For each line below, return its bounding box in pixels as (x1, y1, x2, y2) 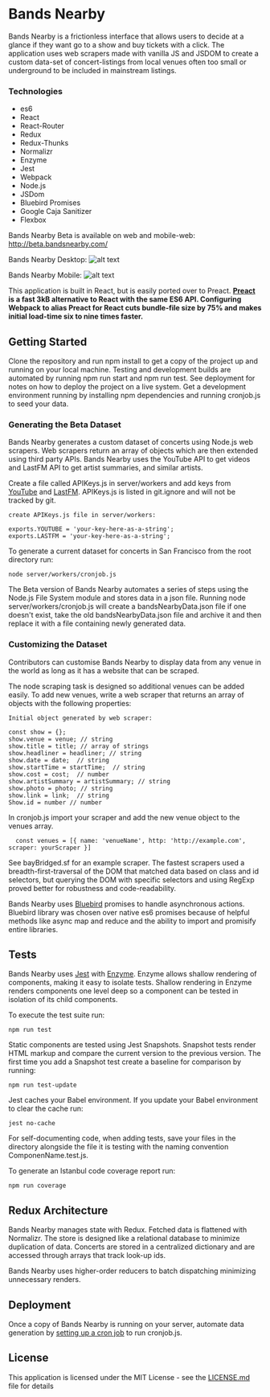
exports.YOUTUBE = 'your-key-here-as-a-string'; (8, 525, 174, 533)
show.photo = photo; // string (8, 784, 113, 792)
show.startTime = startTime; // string (8, 763, 146, 771)
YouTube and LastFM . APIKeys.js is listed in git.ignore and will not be (8, 487, 235, 497)
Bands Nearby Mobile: (8, 270, 83, 280)
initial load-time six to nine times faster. (8, 311, 143, 322)
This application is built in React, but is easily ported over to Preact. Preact (8, 286, 256, 296)
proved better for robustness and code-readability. (8, 883, 177, 893)
